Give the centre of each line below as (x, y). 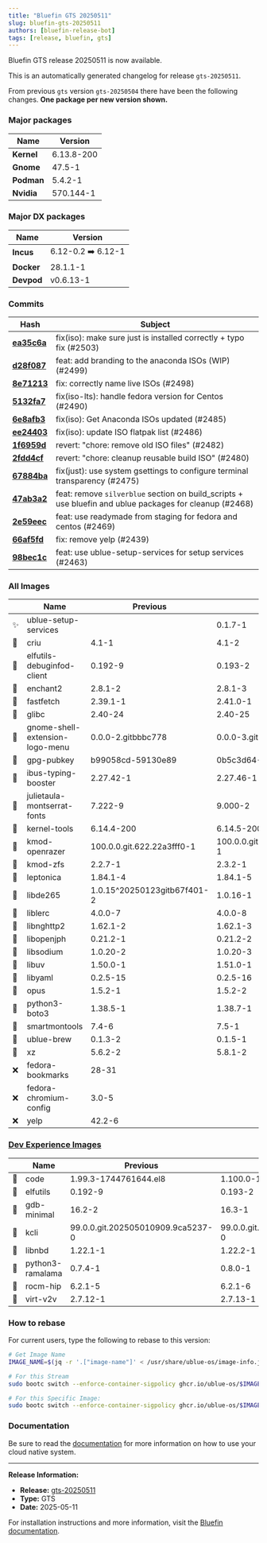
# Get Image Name (37, 1355)
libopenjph (46, 939)
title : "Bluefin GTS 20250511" (60, 16)
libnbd (37, 1250)
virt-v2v (41, 1299)
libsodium (45, 952)
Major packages (40, 120)
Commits (26, 304)
